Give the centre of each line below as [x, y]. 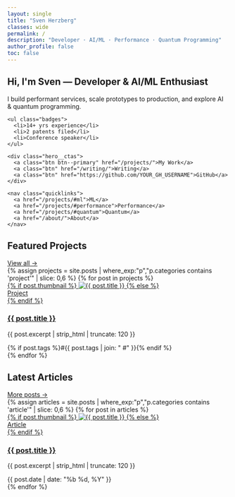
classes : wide [28, 27]
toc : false [23, 54]
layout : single [30, 14]
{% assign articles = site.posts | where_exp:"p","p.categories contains [108, 402]
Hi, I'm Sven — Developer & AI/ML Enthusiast [108, 82]
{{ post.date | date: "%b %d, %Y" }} [59, 479]
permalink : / [26, 34]
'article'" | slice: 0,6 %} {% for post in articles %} [78, 409]
